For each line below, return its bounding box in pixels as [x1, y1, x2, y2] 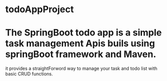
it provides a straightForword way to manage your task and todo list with [5, 65, 157, 72]
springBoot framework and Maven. [5, 48, 157, 60]
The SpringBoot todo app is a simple [5, 27, 162, 39]
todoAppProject [5, 4, 74, 15]
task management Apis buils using [5, 38, 155, 49]
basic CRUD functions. [5, 71, 53, 77]
